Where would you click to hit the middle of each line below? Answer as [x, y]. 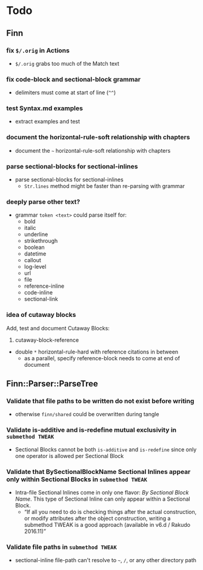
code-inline [38, 293]
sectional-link [41, 299]
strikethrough [41, 241]
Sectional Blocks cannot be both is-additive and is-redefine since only [106, 449]
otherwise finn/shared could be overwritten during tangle [87, 414]
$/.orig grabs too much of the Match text [67, 63]
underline [36, 234]
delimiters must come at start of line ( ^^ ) [65, 92]
